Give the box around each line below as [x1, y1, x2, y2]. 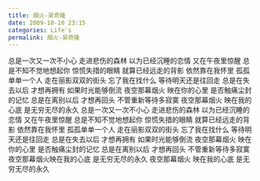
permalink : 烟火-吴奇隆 [8, 33, 80, 42]
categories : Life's [8, 26, 72, 34]
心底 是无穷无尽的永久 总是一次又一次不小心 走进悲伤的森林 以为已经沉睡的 [8, 105, 250, 115]
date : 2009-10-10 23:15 [8, 19, 86, 27]
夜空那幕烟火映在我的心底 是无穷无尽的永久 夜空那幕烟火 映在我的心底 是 [8, 154, 244, 164]
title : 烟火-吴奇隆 [8, 11, 66, 20]
